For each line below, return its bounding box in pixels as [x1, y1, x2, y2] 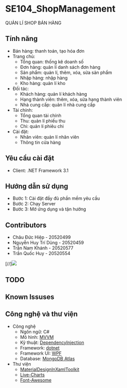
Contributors [5, 221, 47, 229]
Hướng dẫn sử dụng [5, 182, 69, 190]
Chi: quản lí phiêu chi [20, 123, 64, 129]
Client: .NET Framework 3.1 [12, 167, 69, 174]
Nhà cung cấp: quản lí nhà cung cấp [20, 102, 96, 108]
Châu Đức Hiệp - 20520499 [12, 234, 71, 240]
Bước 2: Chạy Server [12, 201, 56, 207]
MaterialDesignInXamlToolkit [20, 366, 80, 372]
